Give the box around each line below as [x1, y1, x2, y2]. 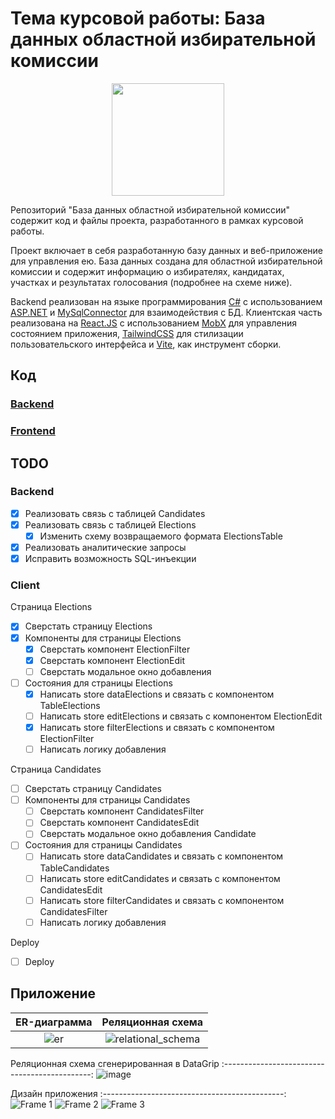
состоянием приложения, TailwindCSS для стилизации [10, 327, 244, 339]
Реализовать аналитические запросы [24, 542, 187, 554]
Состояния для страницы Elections [24, 677, 173, 689]
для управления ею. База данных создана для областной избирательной [10, 255, 323, 267]
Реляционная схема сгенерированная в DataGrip [10, 1057, 220, 1069]
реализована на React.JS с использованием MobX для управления [10, 317, 298, 329]
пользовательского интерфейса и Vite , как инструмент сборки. [10, 338, 282, 350]
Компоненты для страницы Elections [24, 632, 182, 644]
